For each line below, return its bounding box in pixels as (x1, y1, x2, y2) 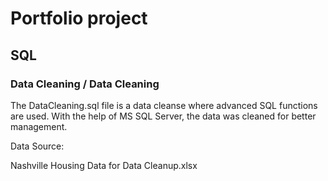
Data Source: (10, 140, 65, 152)
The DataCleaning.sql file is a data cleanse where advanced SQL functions (10, 99, 318, 111)
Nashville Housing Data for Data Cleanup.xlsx (10, 159, 198, 171)
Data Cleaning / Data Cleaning (10, 77, 160, 91)
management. (10, 120, 68, 132)
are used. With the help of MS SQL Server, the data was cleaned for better (10, 110, 317, 122)
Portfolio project (10, 7, 148, 30)
